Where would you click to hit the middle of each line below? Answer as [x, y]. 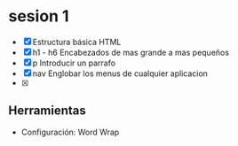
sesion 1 [39, 16]
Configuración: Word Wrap [70, 132]
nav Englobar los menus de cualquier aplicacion [120, 73]
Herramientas [47, 111]
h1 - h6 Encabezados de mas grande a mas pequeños [131, 52]
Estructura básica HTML [77, 42]
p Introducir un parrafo [74, 63]
